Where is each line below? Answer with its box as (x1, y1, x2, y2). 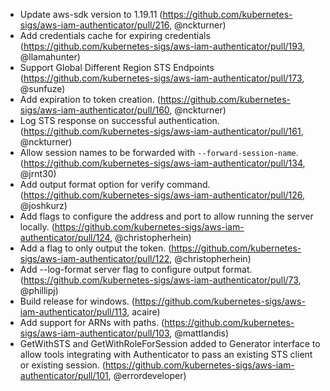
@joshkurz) (19, 200, 68, 211)
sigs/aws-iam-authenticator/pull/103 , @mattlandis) (19, 327, 230, 339)
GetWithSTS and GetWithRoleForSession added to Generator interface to (19, 338, 321, 349)
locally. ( (19, 221, 55, 233)
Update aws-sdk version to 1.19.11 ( (19, 9, 163, 20)
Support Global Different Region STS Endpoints (19, 62, 215, 73)
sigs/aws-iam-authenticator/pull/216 (19, 19, 170, 31)
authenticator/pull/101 (19, 370, 109, 381)
